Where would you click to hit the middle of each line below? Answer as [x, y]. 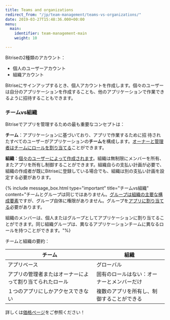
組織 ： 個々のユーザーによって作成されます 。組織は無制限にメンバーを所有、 [85, 158]
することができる [122, 299]
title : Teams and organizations [39, 10]
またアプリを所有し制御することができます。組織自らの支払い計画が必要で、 [85, 165]
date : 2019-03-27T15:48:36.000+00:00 [45, 19]
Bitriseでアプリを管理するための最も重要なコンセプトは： [65, 124]
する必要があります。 [32, 177]
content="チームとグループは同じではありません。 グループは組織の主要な [82, 195]
